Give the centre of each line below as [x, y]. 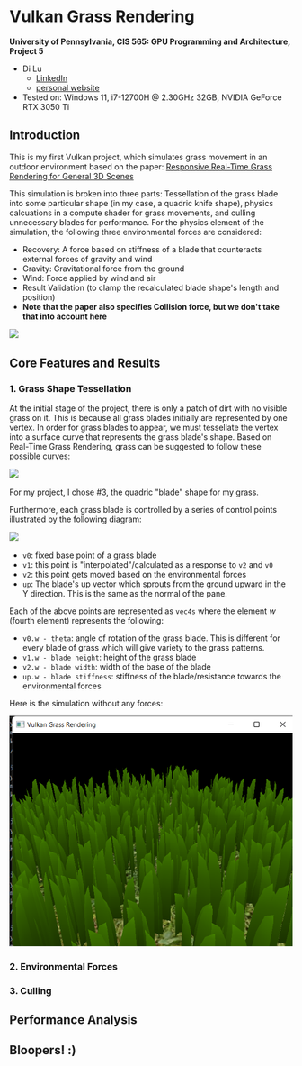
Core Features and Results [85, 364]
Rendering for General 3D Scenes [72, 176]
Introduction [45, 136]
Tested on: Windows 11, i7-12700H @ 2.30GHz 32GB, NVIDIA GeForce [152, 97]
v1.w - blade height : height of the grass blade [109, 657]
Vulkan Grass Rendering [102, 17]
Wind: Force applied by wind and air [89, 278]
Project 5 [27, 50]
